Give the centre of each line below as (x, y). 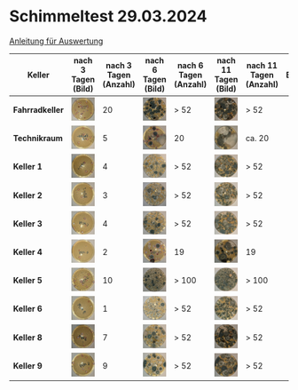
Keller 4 (27, 251)
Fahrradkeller (38, 110)
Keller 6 (27, 309)
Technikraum (38, 139)
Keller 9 (27, 365)
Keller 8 (27, 337)
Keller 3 (27, 223)
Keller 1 (27, 167)
